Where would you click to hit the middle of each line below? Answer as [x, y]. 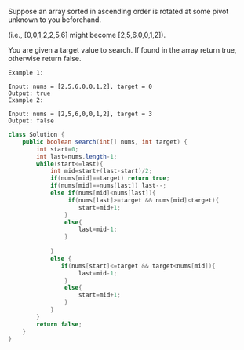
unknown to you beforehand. [55, 20]
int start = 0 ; [58, 149]
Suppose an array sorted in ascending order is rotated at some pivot [118, 11]
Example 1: [26, 73]
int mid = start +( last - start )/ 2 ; [101, 171]
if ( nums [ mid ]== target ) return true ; [110, 179]
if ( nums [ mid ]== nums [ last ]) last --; [108, 186]
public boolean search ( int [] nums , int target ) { [105, 142]
